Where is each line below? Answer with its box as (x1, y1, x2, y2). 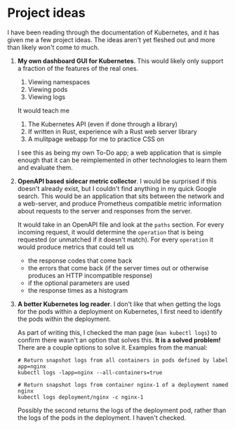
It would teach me (17, 106, 70, 114)
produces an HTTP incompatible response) (27, 271, 153, 279)
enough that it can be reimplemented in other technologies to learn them (17, 156, 227, 164)
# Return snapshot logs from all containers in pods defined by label (17, 357, 229, 364)
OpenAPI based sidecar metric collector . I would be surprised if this (17, 177, 217, 185)
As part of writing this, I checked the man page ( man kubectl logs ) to (17, 328, 217, 336)
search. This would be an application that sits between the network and (17, 192, 224, 200)
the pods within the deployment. (17, 315, 111, 323)
